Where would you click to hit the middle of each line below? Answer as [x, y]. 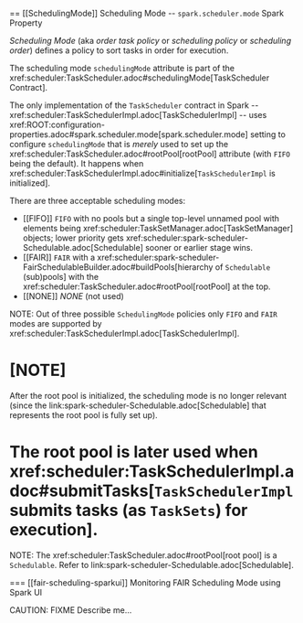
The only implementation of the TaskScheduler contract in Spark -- [134, 105]
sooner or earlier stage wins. [199, 247]
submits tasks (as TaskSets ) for [129, 510]
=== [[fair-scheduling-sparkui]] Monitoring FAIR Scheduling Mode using [145, 582]
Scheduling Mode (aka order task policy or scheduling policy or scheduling [151, 41]
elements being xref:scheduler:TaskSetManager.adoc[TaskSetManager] [158, 228]
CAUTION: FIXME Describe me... [71, 610]
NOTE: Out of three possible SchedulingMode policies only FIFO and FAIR [144, 314]
